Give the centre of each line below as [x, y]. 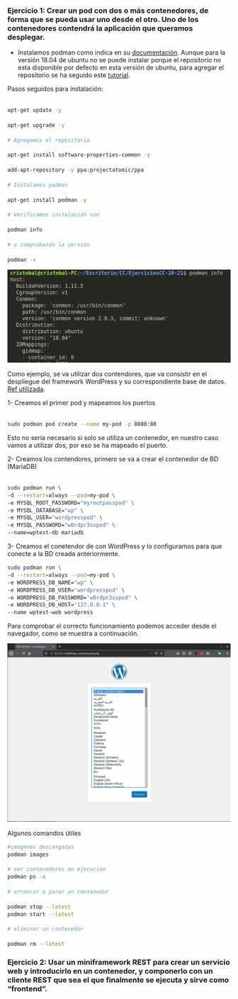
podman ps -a [27, 877]
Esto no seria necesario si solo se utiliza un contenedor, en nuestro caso [113, 438]
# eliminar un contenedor [45, 929]
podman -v [22, 260]
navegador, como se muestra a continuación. [73, 633]
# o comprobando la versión [49, 244]
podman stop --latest [39, 907]
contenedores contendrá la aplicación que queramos [100, 28]
